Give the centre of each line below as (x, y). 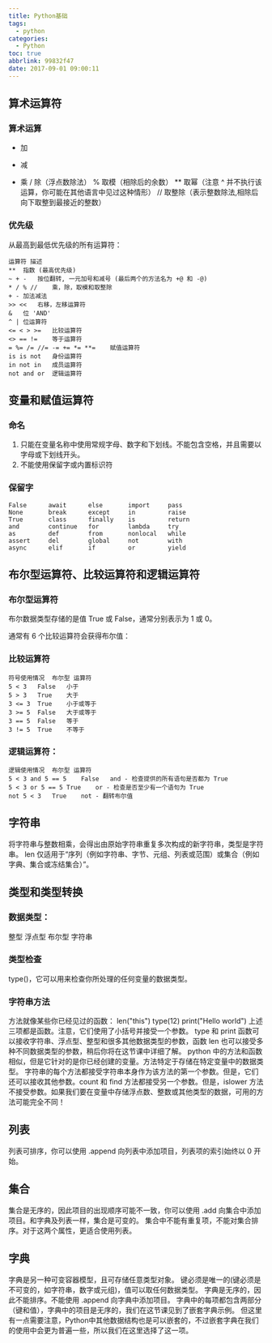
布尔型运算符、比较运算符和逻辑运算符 (104, 575)
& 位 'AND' (30, 313)
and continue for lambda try (94, 526)
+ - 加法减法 (28, 296)
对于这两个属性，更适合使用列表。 (79, 1230)
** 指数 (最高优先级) (42, 270)
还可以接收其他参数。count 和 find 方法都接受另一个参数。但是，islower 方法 (136, 1082)
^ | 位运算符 (28, 322)
